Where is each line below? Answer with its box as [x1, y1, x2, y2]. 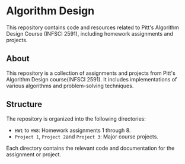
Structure [6, 99, 43, 109]
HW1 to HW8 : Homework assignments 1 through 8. [14, 127, 131, 134]
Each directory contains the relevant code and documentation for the [6, 144, 175, 152]
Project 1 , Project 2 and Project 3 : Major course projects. [14, 133, 159, 140]
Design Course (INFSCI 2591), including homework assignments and [6, 30, 174, 37]
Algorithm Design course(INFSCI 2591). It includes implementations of [6, 75, 177, 83]
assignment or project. [6, 150, 61, 158]
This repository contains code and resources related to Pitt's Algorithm [6, 24, 180, 31]
